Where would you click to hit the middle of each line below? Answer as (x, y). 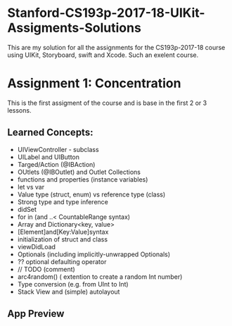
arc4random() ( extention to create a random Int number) (100, 277)
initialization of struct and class (62, 239)
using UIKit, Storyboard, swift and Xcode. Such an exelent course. (103, 55)
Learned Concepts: (50, 133)
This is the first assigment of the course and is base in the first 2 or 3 (107, 103)
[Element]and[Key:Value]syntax (63, 232)
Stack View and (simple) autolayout (69, 291)
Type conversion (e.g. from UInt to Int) (73, 284)
